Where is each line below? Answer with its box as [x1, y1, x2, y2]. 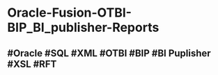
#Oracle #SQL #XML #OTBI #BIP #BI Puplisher [7, 47, 211, 59]
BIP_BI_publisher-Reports [7, 19, 159, 35]
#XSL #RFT [7, 58, 57, 70]
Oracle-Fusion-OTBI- [7, 5, 132, 21]
